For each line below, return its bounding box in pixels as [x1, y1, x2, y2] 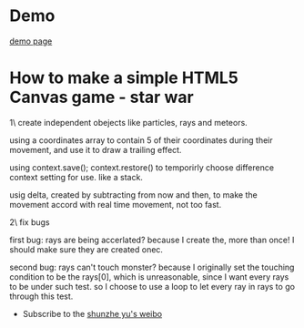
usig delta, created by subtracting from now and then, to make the [9, 189, 258, 200]
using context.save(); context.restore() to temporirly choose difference [9, 161, 275, 173]
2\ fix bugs [9, 216, 50, 228]
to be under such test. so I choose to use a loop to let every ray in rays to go [9, 281, 296, 292]
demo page [9, 36, 53, 46]
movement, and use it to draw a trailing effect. [9, 144, 182, 155]
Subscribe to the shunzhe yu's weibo [22, 308, 162, 319]
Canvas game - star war [9, 87, 194, 108]
